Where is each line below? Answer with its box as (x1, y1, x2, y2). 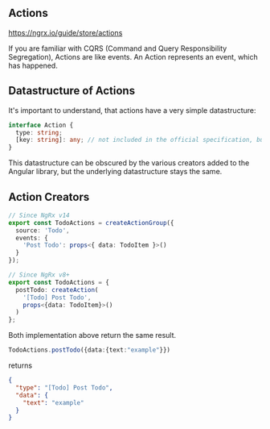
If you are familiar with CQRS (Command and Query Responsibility (8, 44, 227, 53)
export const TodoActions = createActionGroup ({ (8, 219, 174, 227)
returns (8, 360, 33, 370)
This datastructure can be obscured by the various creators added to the (8, 158, 250, 168)
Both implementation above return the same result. (8, 331, 177, 340)
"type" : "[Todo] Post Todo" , (15, 383, 113, 392)
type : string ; (15, 128, 63, 136)
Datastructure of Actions (8, 84, 135, 98)
